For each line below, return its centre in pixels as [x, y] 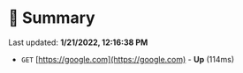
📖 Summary [52, 18]
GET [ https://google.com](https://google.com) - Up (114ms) [128, 59]
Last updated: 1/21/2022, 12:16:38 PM [78, 42]
